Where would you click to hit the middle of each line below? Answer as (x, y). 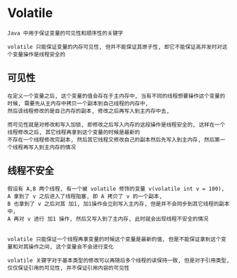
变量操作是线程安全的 (39, 54)
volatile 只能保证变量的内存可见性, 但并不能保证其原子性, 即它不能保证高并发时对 (115, 47)
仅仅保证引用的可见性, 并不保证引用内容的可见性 (68, 268)
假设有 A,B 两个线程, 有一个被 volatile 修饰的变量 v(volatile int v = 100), (116, 189)
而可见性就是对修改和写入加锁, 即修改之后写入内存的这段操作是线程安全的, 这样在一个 (116, 124)
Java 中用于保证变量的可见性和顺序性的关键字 (65, 33)
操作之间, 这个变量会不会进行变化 (71, 247)
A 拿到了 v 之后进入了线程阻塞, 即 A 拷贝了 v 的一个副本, (85, 196)
